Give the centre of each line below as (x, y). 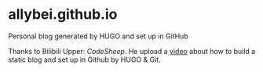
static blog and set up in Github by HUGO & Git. (84, 59)
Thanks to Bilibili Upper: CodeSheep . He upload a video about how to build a (132, 51)
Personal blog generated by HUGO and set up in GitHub (98, 36)
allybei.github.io (63, 14)
